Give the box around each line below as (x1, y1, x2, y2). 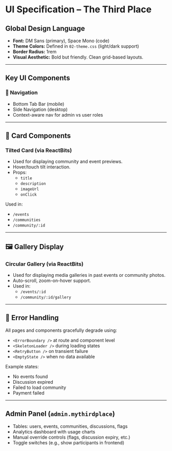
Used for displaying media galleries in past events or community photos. (12, 272, 165, 278)
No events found (12, 373, 48, 380)
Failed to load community (12, 384, 67, 390)
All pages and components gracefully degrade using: (5, 327, 117, 333)
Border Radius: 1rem (12, 49, 57, 54)
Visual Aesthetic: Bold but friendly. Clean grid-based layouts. (12, 54, 143, 60)
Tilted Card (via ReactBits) (5, 147, 72, 154)
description (20, 181, 46, 186)
